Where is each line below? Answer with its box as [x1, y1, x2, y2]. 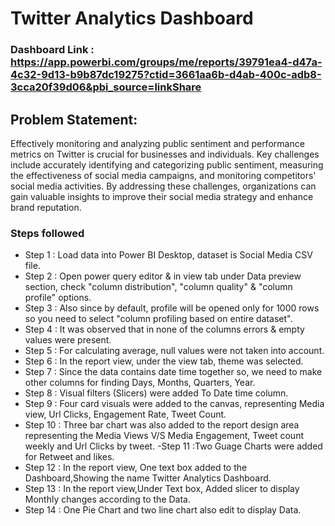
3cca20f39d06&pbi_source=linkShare [10, 80, 202, 94]
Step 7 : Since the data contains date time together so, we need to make [24, 366, 323, 378]
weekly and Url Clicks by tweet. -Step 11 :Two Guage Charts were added [24, 440, 323, 452]
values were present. [24, 334, 112, 346]
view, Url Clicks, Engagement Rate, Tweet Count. [24, 408, 227, 421]
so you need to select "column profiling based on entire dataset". [24, 313, 293, 325]
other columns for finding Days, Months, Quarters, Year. [24, 377, 256, 389]
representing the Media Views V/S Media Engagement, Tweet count [24, 430, 305, 442]
